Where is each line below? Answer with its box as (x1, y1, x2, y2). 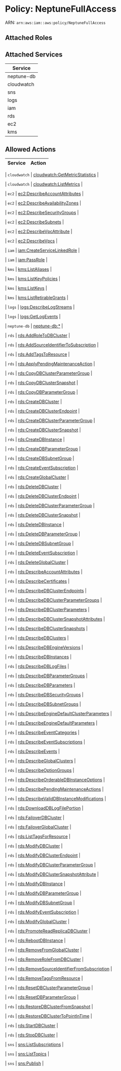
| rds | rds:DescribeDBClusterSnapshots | (5, 626, 88, 631)
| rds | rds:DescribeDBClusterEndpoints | (5, 587, 86, 593)
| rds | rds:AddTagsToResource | (5, 351, 70, 357)
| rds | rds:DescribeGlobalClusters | (5, 758, 76, 764)
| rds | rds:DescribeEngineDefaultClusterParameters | (5, 710, 112, 716)
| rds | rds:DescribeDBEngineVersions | (5, 644, 84, 650)
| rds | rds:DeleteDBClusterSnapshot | (5, 512, 81, 518)
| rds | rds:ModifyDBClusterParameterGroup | (5, 862, 96, 868)
